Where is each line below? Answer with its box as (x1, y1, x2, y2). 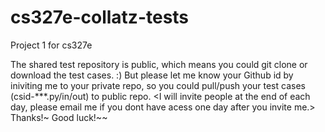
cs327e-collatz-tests (10, 6, 190, 29)
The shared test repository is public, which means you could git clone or (10, 58, 308, 70)
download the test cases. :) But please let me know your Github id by (10, 69, 294, 81)
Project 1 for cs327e (10, 39, 93, 51)
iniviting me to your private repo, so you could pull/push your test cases (10, 79, 306, 91)
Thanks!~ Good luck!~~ (10, 111, 108, 123)
